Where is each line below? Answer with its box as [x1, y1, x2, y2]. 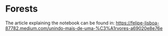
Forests [5, 3, 38, 15]
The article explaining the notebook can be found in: [5, 20, 115, 26]
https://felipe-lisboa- [116, 20, 159, 26]
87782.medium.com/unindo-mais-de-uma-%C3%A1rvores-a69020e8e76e [5, 25, 163, 31]
